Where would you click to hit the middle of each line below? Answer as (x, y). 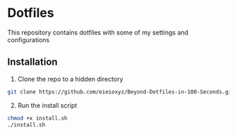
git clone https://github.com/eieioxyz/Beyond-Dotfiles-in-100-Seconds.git (121, 92)
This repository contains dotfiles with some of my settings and (98, 32)
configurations (29, 39)
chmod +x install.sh (38, 118)
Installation (32, 62)
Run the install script (47, 105)
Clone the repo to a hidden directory (70, 79)
